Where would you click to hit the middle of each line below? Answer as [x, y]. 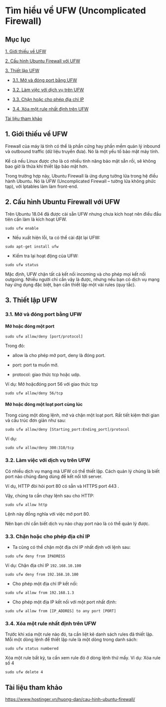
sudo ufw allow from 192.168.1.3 [40, 592]
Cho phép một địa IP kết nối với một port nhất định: [64, 602]
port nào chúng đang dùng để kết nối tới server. [54, 476]
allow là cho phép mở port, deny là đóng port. [59, 355]
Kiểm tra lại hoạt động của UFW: [45, 256]
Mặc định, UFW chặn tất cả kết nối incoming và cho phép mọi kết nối [76, 274]
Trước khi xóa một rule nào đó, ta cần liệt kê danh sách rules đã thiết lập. [79, 634]
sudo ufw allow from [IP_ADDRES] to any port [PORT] [61, 611]
